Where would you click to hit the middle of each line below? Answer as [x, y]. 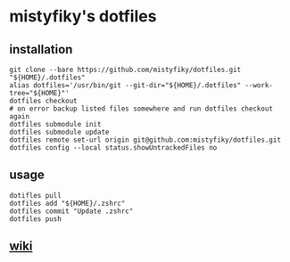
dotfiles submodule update [59, 132]
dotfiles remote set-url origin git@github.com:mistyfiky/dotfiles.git [145, 140]
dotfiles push [36, 219]
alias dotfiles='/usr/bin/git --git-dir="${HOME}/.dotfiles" [125, 86]
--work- [259, 86]
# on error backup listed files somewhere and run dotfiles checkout [141, 109]
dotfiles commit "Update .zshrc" [71, 211]
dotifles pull [36, 195]
